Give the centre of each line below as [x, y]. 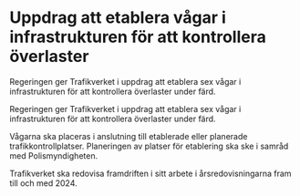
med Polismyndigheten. [54, 155]
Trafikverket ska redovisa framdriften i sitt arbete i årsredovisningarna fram [150, 173]
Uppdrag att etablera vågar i [118, 18]
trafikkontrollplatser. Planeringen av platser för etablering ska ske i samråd [149, 146]
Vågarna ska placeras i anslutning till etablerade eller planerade [129, 136]
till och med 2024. [43, 183]
